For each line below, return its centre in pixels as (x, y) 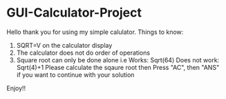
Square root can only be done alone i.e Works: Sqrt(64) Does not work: (118, 60)
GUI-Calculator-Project (74, 13)
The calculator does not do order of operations (83, 53)
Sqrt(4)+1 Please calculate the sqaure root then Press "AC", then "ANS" (118, 67)
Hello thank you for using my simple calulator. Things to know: (95, 32)
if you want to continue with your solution (75, 75)
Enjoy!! (16, 88)
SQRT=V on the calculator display (64, 45)
